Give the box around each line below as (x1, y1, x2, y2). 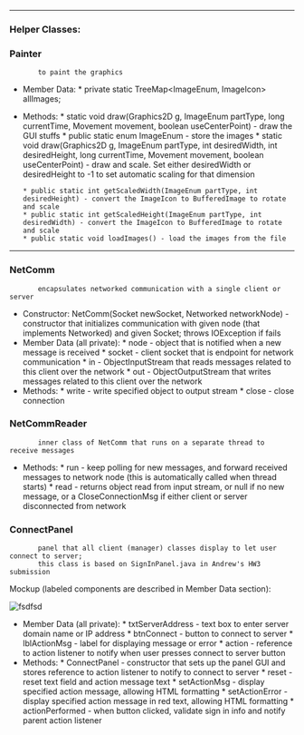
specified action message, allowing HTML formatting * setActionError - (22, 686, 288, 697)
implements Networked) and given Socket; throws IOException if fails (22, 328, 281, 338)
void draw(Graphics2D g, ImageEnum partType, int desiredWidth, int (22, 140, 278, 151)
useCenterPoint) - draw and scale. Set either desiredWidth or (22, 160, 252, 171)
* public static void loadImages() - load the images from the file (22, 234, 287, 243)
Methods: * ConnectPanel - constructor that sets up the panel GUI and (22, 657, 286, 668)
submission (9, 568, 51, 577)
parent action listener (22, 715, 102, 726)
